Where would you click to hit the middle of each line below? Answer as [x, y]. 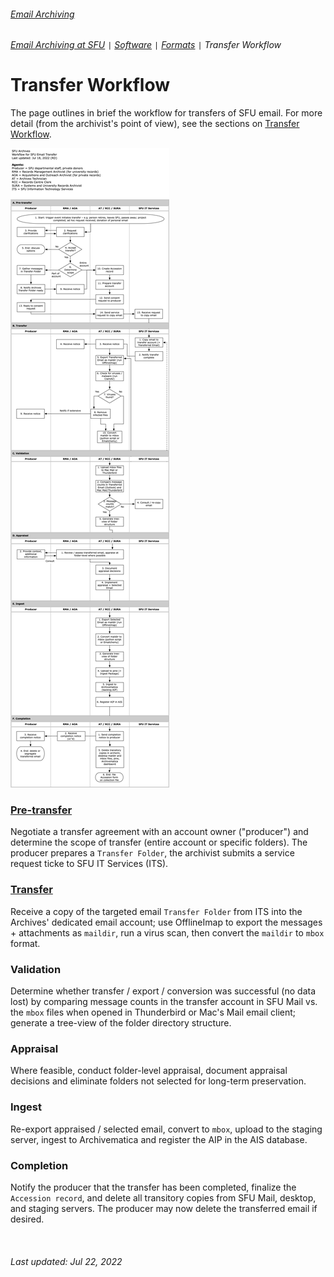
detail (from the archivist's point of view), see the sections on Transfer [155, 124]
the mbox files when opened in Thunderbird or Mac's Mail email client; [153, 1012]
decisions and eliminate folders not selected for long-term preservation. [158, 1081]
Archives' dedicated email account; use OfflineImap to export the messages [166, 922]
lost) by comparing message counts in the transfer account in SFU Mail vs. [164, 1002]
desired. [27, 1219]
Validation [36, 969]
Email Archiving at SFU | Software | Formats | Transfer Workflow [146, 45]
